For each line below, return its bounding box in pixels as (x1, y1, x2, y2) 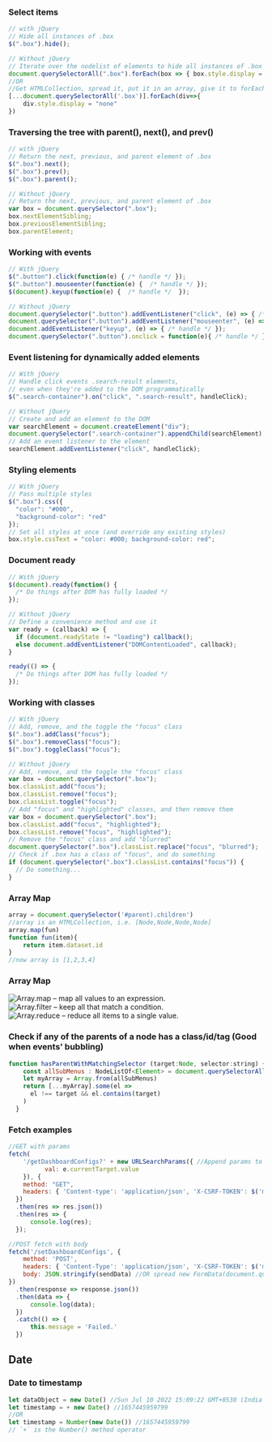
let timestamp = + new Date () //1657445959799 (8, 1403, 168, 1411)
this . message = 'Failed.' (29, 1323, 117, 1332)
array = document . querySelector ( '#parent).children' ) (8, 911, 194, 919)
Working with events (8, 247, 91, 258)
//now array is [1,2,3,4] (8, 956, 96, 964)
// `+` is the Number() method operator (8, 1426, 147, 1434)
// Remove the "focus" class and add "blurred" (8, 835, 172, 843)
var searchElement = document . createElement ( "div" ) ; (8, 423, 190, 431)
